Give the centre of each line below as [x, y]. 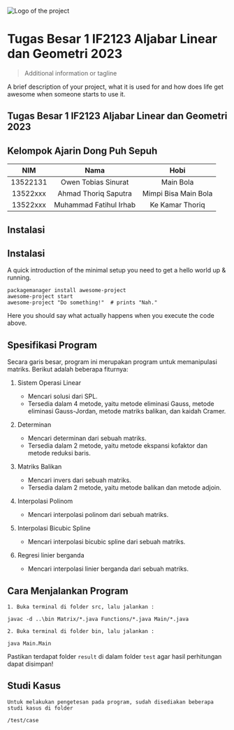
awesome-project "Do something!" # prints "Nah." [82, 303]
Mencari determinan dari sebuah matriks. [87, 438]
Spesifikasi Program [52, 345]
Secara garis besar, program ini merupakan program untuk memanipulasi [112, 362]
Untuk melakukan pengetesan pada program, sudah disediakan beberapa [111, 702]
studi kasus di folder [40, 708]
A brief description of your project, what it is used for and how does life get [115, 87]
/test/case [23, 720]
